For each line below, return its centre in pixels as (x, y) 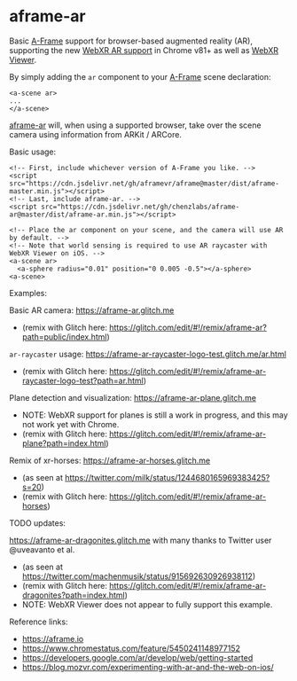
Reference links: (39, 622)
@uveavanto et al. (42, 549)
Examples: (28, 293)
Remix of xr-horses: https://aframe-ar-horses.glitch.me (110, 460)
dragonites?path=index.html (74, 595)
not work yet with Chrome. (70, 424)
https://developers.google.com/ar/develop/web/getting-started (137, 657)
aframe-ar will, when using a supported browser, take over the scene (135, 125)
